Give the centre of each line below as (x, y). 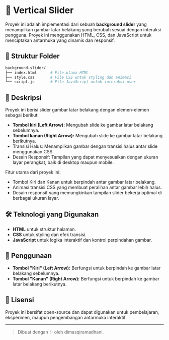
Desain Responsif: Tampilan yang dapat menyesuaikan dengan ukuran (85, 157)
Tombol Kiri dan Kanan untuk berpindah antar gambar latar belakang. (84, 182)
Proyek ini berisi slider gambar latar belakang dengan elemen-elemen (77, 110)
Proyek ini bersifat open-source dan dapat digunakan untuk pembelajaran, (82, 312)
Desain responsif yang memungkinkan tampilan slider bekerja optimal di (87, 193)
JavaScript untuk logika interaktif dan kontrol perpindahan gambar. (82, 240)
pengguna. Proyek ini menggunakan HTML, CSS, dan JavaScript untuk (78, 35)
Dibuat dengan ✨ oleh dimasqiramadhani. (61, 332)
